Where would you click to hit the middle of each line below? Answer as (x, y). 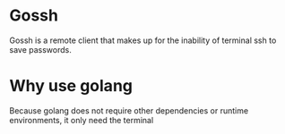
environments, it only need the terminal (82, 120)
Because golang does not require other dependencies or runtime (129, 110)
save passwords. (40, 49)
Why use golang (71, 86)
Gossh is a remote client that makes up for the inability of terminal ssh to (143, 40)
